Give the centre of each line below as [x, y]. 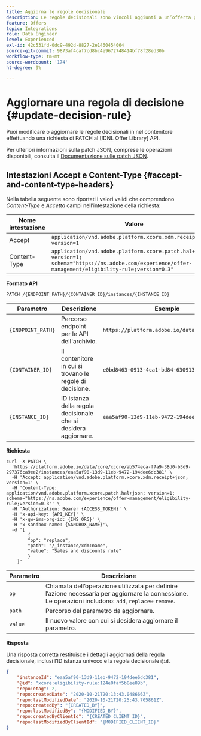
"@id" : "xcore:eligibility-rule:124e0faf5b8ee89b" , [83, 683]
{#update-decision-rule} [69, 115]
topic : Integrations [32, 29]
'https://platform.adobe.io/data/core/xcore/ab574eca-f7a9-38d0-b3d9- [101, 467]
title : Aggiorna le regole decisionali [56, 12]
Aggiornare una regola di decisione [95, 102]
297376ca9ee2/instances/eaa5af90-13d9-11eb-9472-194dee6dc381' [87, 472]
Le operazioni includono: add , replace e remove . [110, 601]
